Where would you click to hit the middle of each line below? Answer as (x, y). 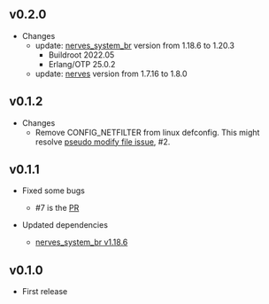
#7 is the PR (57, 208)
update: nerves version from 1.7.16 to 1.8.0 (111, 74)
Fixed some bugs (54, 191)
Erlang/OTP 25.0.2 (82, 64)
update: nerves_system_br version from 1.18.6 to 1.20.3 (134, 45)
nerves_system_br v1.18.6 (81, 242)
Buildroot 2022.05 (81, 55)
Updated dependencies (65, 225)
